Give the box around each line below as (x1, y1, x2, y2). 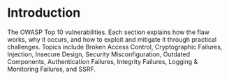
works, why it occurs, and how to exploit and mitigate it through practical (7, 35, 217, 43)
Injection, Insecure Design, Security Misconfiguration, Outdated (7, 50, 191, 58)
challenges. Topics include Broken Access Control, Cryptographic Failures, (7, 42, 223, 51)
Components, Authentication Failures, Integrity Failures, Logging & (7, 57, 198, 65)
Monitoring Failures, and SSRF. (7, 65, 96, 73)
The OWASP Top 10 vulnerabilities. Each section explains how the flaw (7, 28, 209, 36)
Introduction (7, 5, 81, 21)
